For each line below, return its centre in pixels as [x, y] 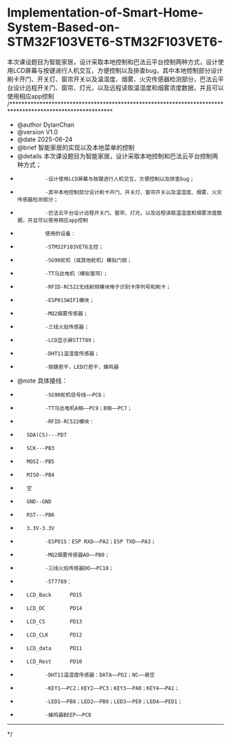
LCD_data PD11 [54, 648]
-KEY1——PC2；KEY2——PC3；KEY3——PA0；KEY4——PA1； [112, 688]
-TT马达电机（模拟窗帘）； [77, 273]
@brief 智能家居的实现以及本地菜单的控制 [76, 147]
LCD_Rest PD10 [54, 661]
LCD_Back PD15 [54, 595]
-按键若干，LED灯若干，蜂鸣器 [82, 367]
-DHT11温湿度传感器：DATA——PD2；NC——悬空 [100, 675]
